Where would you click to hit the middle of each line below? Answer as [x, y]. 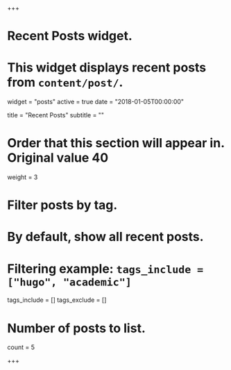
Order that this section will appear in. [116, 143]
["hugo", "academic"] [69, 282]
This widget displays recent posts [107, 68]
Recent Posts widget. [70, 36]
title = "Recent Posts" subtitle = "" [56, 115]
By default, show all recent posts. [105, 237]
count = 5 [21, 347]
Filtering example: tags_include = [105, 269]
